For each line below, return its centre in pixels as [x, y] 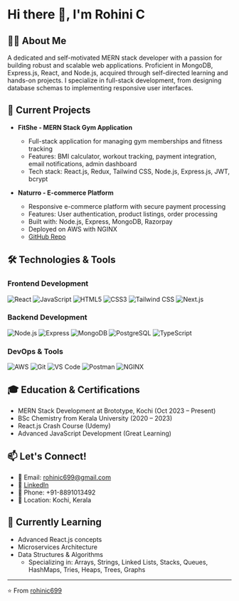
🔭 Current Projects [49, 110]
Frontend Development [48, 283]
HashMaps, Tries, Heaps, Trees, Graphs [87, 569]
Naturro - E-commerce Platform [65, 193]
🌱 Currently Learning [54, 523]
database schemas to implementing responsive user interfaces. [100, 88]
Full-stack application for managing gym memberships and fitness [125, 141]
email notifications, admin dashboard [83, 163]
